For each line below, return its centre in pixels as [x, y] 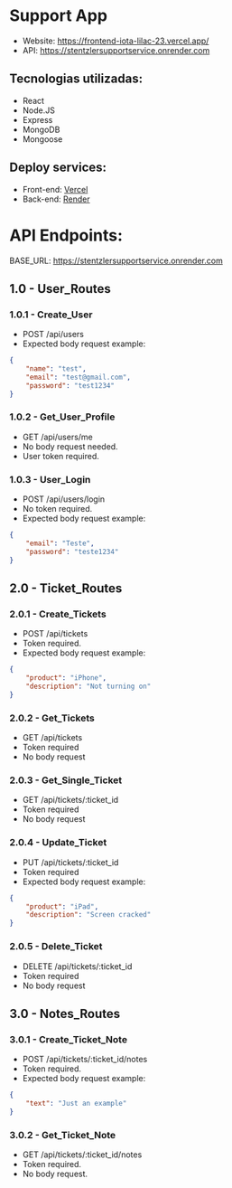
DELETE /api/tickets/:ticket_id [77, 966]
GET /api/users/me [57, 437]
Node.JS [39, 110]
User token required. [60, 456]
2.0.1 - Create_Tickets [58, 614]
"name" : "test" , [56, 369]
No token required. [57, 509]
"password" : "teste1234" [72, 552]
